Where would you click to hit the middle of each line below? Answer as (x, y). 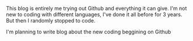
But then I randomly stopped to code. (51, 20)
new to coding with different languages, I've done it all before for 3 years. (94, 14)
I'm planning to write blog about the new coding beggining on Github (89, 32)
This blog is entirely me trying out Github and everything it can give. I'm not (96, 8)
